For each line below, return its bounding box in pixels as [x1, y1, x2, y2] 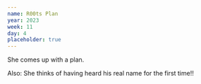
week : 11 [7, 23, 33, 30]
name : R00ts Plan [7, 10, 59, 17]
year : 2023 [7, 17, 39, 24]
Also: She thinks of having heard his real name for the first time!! [7, 69, 194, 78]
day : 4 [7, 29, 27, 37]
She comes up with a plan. [7, 55, 85, 64]
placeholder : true [7, 36, 61, 43]
